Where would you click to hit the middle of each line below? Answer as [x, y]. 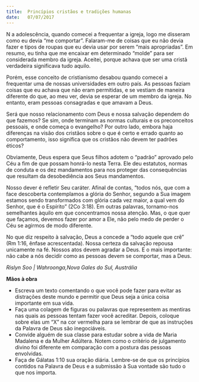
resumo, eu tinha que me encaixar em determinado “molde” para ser [90, 53]
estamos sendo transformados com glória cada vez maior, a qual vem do [95, 200]
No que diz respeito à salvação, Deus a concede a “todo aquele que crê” [95, 237]
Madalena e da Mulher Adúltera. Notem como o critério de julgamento [100, 341]
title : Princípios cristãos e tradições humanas [69, 12]
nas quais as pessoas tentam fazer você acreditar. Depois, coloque [97, 315]
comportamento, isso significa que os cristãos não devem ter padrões [92, 139]
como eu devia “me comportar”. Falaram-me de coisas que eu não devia [95, 40]
